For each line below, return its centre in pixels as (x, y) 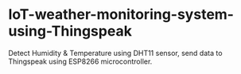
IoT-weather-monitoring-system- (121, 15)
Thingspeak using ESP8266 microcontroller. (80, 61)
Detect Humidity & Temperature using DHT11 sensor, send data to (115, 53)
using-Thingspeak (70, 31)
